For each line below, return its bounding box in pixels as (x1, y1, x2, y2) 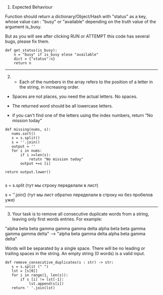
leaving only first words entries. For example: (12, 216, 102, 222)
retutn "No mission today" (29, 157, 83, 162)
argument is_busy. (5, 24, 42, 30)
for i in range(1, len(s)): (11, 273, 68, 277)
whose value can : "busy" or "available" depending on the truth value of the (5, 19, 156, 24)
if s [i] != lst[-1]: (20, 277, 64, 282)
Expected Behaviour (12, 4, 53, 10)
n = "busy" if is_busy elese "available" (14, 52, 98, 57)
